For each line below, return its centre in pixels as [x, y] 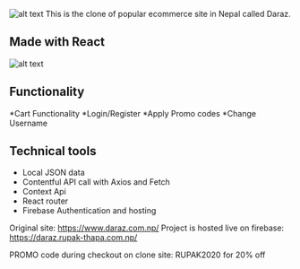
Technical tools [53, 151]
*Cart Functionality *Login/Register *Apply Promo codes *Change [133, 113]
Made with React [57, 42]
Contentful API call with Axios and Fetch [96, 182]
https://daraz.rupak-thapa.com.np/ [73, 238]
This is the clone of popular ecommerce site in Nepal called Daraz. [168, 14]
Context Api [44, 192]
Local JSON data [53, 173]
